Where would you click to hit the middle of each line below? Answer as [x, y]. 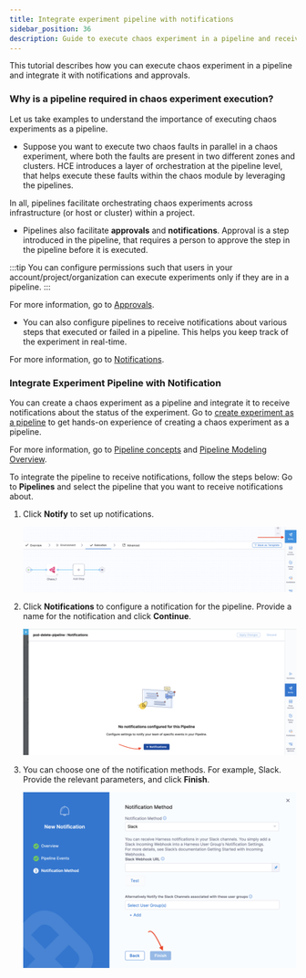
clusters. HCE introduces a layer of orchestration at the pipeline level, [153, 165]
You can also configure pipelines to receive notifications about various [155, 322]
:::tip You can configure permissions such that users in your [121, 267]
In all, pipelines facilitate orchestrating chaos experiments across [131, 203]
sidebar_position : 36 [51, 29]
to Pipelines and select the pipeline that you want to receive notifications [147, 486]
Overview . [28, 459]
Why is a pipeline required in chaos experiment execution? [142, 99]
